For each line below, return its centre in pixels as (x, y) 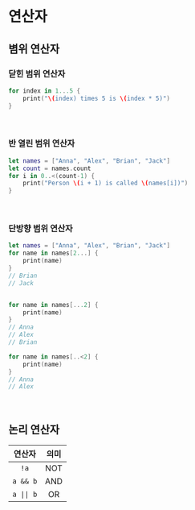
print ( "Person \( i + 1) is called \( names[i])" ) (106, 183)
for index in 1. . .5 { (45, 91)
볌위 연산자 (34, 49)
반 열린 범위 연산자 (42, 143)
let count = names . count (50, 168)
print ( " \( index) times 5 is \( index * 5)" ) (97, 98)
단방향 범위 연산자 (41, 229)
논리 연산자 (34, 429)
